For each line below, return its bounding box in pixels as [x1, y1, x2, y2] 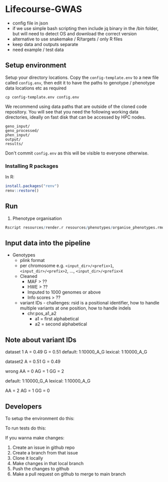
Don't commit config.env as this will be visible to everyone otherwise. [5, 150, 149, 156]
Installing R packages [5, 162, 58, 169]
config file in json [12, 20, 48, 26]
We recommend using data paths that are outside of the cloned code [5, 103, 147, 109]
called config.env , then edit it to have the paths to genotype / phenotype [5, 79, 155, 85]
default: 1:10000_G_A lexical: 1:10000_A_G [5, 378, 91, 384]
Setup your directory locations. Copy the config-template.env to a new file [5, 74, 159, 80]
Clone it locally [12, 455, 43, 461]
